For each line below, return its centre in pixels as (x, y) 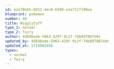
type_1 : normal (20, 28)
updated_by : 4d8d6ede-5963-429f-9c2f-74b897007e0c (57, 41)
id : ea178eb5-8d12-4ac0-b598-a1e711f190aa (49, 9)
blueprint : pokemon (25, 14)
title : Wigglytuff (24, 23)
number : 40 (16, 18)
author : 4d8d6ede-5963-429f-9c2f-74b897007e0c (53, 37)
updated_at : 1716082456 (29, 46)
